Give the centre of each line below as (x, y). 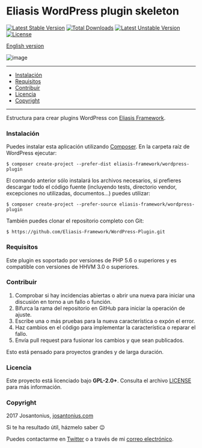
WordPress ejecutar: (32, 153)
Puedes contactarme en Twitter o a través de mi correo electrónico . (90, 439)
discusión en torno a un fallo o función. (63, 301)
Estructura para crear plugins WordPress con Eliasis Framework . (86, 118)
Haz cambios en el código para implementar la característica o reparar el (105, 327)
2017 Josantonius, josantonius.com (50, 416)
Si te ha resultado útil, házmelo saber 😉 (56, 427)
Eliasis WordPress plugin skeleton (93, 11)
